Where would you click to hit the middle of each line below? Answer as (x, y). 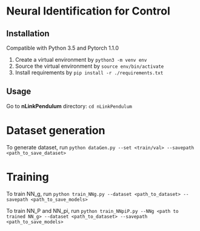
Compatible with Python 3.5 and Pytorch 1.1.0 (63, 48)
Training (28, 177)
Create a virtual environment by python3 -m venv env (81, 60)
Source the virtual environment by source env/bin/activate (89, 66)
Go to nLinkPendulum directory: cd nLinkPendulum (69, 106)
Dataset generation (56, 131)
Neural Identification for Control (88, 11)
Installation (28, 34)
